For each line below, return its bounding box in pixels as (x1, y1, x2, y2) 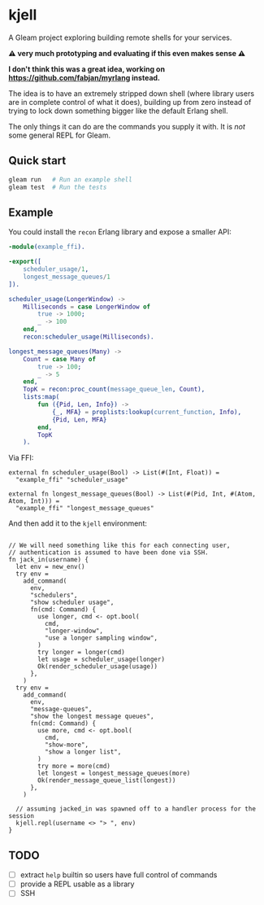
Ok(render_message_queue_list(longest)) (37, 776, 176, 785)
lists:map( (23, 393, 60, 401)
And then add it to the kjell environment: (8, 518, 148, 528)
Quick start (8, 154, 67, 168)
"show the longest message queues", (29, 712, 154, 721)
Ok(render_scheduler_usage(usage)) (37, 662, 158, 671)
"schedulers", (29, 592, 79, 600)
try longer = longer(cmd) (37, 649, 126, 657)
